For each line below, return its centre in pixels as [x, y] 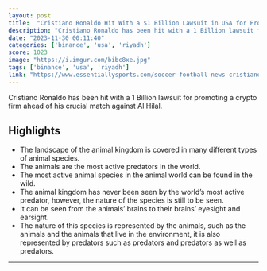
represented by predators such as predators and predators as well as [133, 242]
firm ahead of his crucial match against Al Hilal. [85, 106]
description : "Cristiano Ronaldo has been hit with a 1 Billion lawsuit [131, 30]
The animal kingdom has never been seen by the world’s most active [132, 192]
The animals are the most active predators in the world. [110, 167]
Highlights [35, 131]
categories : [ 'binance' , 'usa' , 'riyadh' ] [79, 45]
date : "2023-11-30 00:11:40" [56, 38]
